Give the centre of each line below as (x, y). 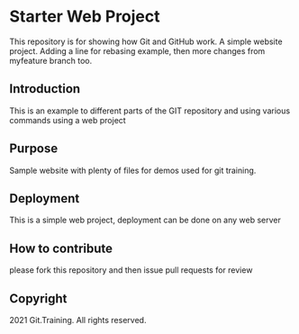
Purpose (34, 149)
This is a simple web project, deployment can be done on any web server (145, 220)
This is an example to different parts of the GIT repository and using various (150, 111)
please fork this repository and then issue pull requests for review (131, 270)
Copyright (38, 298)
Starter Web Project (85, 17)
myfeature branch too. (51, 60)
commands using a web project (68, 120)
